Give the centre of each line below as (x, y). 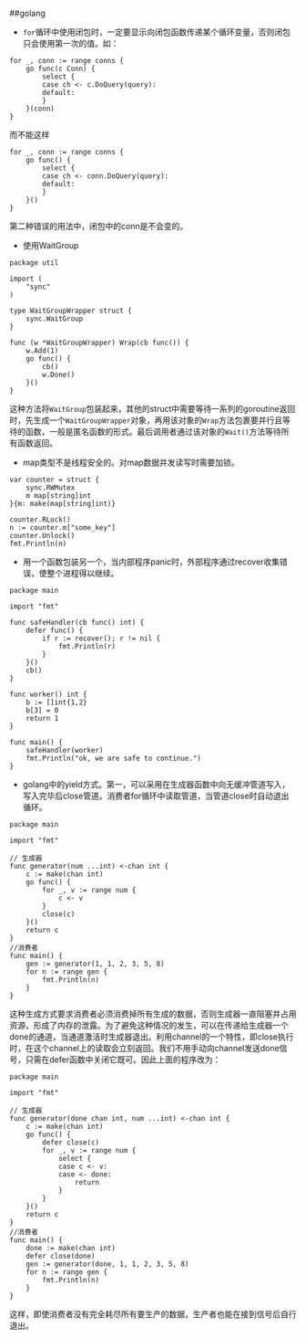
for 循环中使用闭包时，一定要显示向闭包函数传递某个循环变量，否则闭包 (157, 32)
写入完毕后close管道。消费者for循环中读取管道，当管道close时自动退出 (156, 796)
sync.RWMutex (51, 488)
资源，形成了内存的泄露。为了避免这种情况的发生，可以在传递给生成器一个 (149, 1025)
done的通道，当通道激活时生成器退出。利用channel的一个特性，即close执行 (152, 1037)
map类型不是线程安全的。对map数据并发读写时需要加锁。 (131, 462)
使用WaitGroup (51, 245)
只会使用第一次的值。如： (71, 43)
